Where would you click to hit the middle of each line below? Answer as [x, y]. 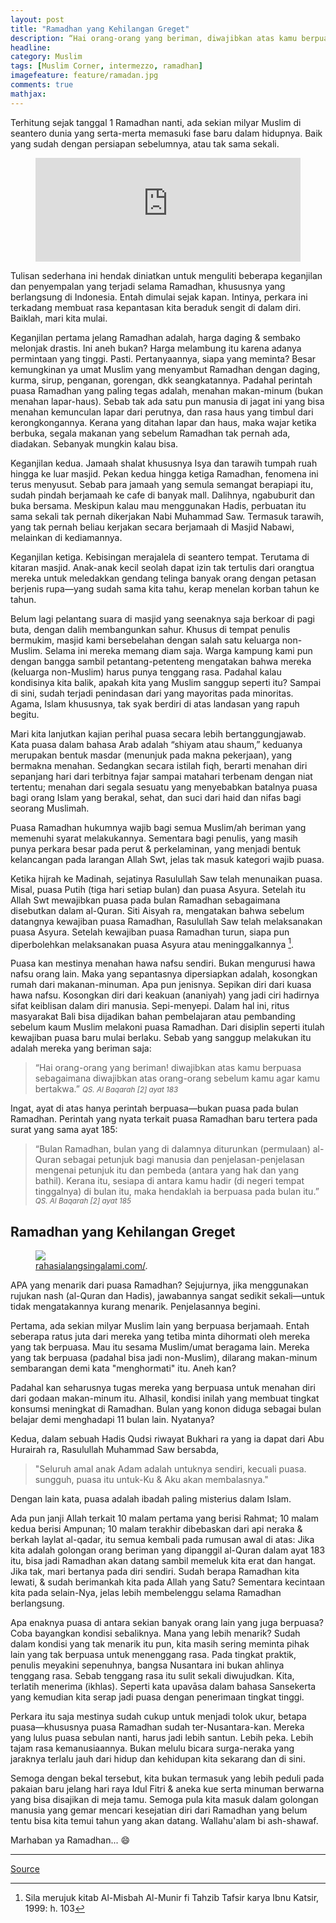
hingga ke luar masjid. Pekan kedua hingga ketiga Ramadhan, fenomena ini [164, 473]
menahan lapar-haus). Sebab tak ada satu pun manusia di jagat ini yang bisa [167, 401]
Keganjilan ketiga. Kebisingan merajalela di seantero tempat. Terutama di [160, 557]
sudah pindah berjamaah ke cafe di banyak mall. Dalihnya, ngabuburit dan [163, 495]
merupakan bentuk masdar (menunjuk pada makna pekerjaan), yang [151, 755]
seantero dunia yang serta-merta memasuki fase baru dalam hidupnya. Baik [166, 133]
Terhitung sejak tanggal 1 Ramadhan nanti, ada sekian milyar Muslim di [156, 122]
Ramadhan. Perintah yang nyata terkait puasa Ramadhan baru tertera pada [164, 1119]
